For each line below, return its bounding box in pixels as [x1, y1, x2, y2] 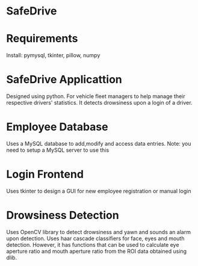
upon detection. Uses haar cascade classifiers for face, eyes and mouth [6, 235, 185, 242]
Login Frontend [6, 167, 84, 181]
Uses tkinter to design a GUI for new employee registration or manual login [6, 187, 191, 194]
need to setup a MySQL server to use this [6, 146, 110, 153]
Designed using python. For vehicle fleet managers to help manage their [6, 93, 185, 100]
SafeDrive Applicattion [6, 73, 122, 87]
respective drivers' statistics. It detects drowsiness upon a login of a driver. [6, 99, 193, 107]
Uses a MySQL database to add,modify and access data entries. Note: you [6, 140, 191, 147]
